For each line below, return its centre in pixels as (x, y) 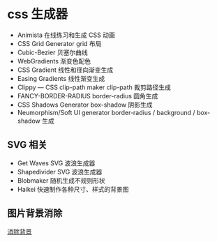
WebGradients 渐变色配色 (54, 61)
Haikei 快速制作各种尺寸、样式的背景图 (73, 189)
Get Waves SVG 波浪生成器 (56, 163)
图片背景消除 (35, 213)
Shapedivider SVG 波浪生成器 (60, 172)
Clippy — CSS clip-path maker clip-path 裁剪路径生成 (94, 87)
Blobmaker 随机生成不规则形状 (61, 180)
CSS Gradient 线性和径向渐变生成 (65, 70)
